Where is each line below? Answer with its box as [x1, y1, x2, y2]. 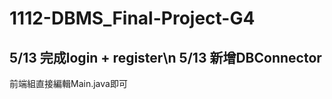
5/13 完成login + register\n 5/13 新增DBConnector [9, 49, 322, 66]
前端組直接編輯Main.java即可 [9, 78, 128, 89]
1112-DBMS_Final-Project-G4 [9, 7, 256, 30]
